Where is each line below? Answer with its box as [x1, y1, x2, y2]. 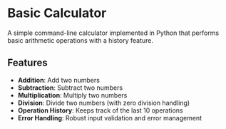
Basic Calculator [7, 5, 107, 21]
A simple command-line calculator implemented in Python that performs [7, 29, 220, 37]
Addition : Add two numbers [17, 76, 100, 84]
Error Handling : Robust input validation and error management [17, 113, 202, 122]
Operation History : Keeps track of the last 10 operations [17, 105, 183, 115]
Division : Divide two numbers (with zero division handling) [17, 98, 190, 107]
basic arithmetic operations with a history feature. [7, 36, 154, 44]
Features [7, 57, 48, 69]
